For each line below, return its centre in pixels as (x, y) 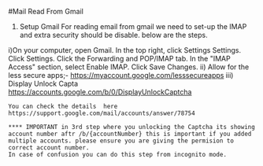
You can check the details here (63, 106)
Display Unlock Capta (43, 83)
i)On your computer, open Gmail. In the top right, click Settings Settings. (125, 50)
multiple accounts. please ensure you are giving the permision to (121, 141)
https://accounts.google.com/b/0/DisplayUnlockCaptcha (100, 92)
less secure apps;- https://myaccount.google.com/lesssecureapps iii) (121, 75)
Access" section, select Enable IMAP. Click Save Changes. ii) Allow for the (129, 67)
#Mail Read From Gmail (46, 11)
